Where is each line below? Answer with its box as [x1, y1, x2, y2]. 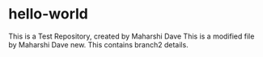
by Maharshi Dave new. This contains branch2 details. [8, 39, 189, 49]
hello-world [8, 5, 89, 23]
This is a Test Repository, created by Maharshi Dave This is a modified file [8, 31, 255, 41]
